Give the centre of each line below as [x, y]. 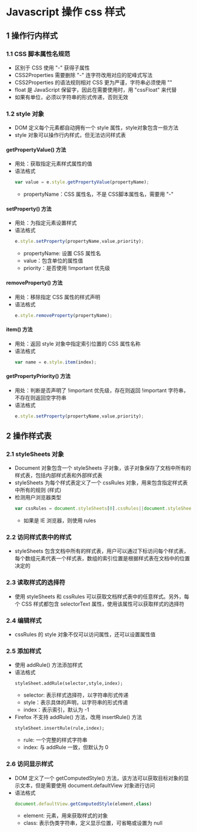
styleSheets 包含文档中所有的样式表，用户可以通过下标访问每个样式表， [102, 551]
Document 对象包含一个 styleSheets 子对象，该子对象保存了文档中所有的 [103, 468]
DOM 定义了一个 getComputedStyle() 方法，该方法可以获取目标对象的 [99, 778]
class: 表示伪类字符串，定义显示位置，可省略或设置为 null [93, 823]
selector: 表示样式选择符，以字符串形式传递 [76, 695]
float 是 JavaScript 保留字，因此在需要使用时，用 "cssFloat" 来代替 [96, 89]
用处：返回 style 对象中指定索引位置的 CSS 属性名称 [78, 343]
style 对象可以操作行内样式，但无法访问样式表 [70, 135]
